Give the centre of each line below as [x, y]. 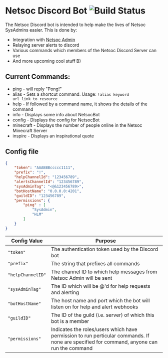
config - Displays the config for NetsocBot [56, 120]
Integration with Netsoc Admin [44, 40]
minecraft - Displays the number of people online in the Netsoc [77, 125]
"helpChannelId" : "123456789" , [47, 177]
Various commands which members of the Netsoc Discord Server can [84, 50]
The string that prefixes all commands [95, 263]
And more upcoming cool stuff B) [47, 61]
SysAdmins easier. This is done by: [41, 30]
